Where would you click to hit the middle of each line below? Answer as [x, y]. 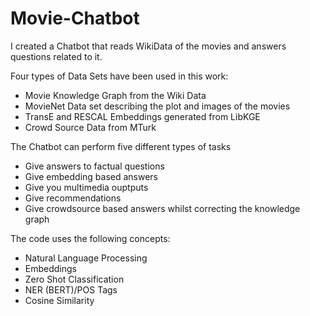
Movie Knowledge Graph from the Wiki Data [115, 95]
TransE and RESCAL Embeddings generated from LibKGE [142, 116]
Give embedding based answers [91, 176]
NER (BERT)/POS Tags [71, 289]
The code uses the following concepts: [90, 238]
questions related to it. [56, 56]
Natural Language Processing [86, 258]
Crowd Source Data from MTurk [90, 127]
